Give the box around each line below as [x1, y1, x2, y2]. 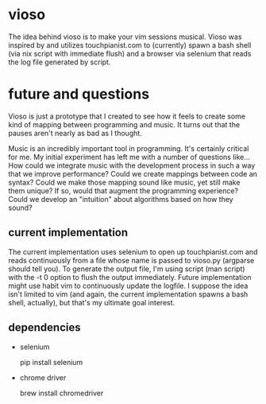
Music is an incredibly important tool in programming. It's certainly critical [8, 143, 249, 153]
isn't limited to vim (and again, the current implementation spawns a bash [8, 289, 249, 299]
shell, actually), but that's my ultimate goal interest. [8, 297, 175, 307]
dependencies [8, 320, 81, 335]
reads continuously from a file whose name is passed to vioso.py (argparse [8, 255, 255, 265]
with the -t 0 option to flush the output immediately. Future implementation [8, 272, 252, 282]
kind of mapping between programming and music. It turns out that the [8, 119, 241, 129]
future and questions [8, 85, 149, 103]
